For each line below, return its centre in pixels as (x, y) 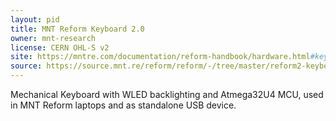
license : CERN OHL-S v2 (60, 47)
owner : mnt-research (53, 38)
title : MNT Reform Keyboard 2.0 (77, 29)
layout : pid (35, 19)
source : (26, 66)
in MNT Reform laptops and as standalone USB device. (123, 105)
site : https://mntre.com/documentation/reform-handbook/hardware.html (160, 57)
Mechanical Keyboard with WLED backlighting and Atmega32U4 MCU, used (167, 94)
